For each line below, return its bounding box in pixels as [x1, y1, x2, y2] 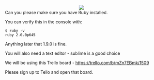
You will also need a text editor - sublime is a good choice [5, 50, 120, 56]
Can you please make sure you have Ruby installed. [5, 10, 108, 15]
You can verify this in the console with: [5, 19, 82, 25]
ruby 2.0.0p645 [5, 32, 36, 37]
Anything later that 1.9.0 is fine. [5, 41, 67, 47]
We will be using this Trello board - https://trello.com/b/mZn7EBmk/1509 [5, 60, 149, 65]
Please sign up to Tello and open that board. [5, 69, 93, 75]
